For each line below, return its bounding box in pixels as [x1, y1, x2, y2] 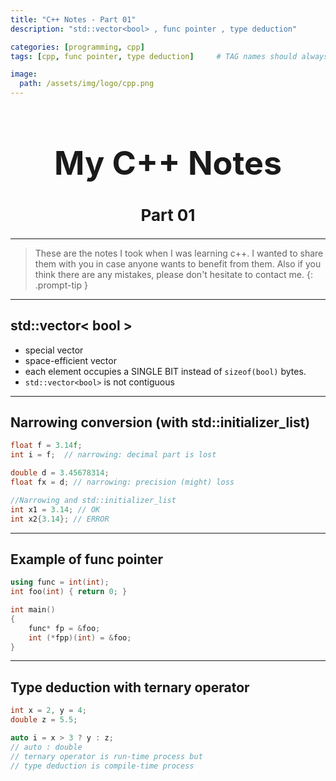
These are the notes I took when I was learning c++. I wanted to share [34, 247, 324, 259]
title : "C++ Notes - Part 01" [10, 14, 137, 25]
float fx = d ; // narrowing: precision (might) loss [10, 477, 235, 488]
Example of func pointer [10, 551, 164, 568]
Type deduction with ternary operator [10, 679, 250, 696]
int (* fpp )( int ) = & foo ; [28, 632, 132, 643]
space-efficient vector [24, 354, 117, 366]
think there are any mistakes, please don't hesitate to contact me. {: [34, 268, 313, 280]
